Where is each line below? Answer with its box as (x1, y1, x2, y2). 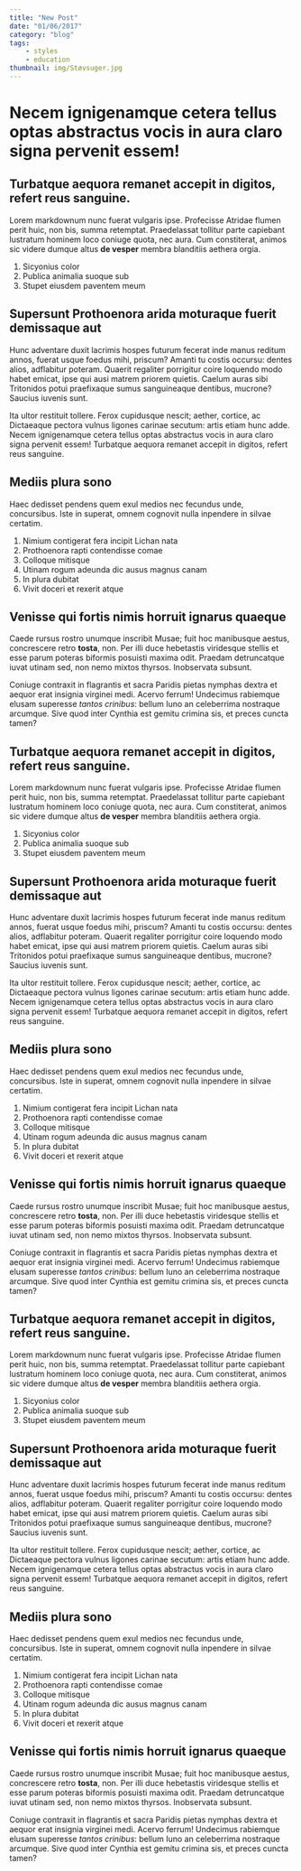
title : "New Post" (9, 13, 78, 23)
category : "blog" (9, 30, 75, 39)
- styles (25, 47, 59, 56)
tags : (9, 38, 30, 48)
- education (25, 55, 70, 64)
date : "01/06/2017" (9, 22, 83, 31)
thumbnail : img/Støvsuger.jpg (9, 64, 123, 73)
